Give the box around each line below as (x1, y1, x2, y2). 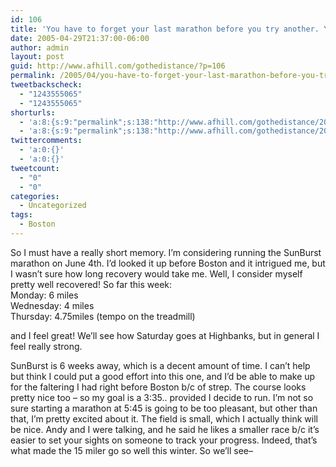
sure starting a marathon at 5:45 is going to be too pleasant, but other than (10, 402, 318, 414)
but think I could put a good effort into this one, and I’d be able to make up (10, 370, 316, 382)
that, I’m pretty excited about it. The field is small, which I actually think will (10, 412, 318, 425)
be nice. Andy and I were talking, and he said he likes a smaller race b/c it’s (10, 423, 320, 435)
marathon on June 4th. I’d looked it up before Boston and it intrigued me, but (10, 257, 326, 269)
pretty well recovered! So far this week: (10, 278, 173, 290)
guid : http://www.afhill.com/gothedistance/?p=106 (10, 61, 226, 71)
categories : (10, 191, 60, 201)
